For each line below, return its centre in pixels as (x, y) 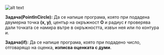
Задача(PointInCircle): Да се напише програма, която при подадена (78, 17)
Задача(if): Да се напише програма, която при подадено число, (73, 42)
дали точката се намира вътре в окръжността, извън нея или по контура (82, 27)
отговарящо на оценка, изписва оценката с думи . (58, 47)
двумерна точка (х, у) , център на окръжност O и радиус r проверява (78, 22)
